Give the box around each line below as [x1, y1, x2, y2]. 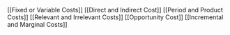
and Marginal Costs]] [7, 21, 68, 28]
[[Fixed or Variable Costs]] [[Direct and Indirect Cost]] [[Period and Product [7, 6, 223, 14]
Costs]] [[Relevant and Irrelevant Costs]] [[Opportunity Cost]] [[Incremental [7, 13, 224, 21]
